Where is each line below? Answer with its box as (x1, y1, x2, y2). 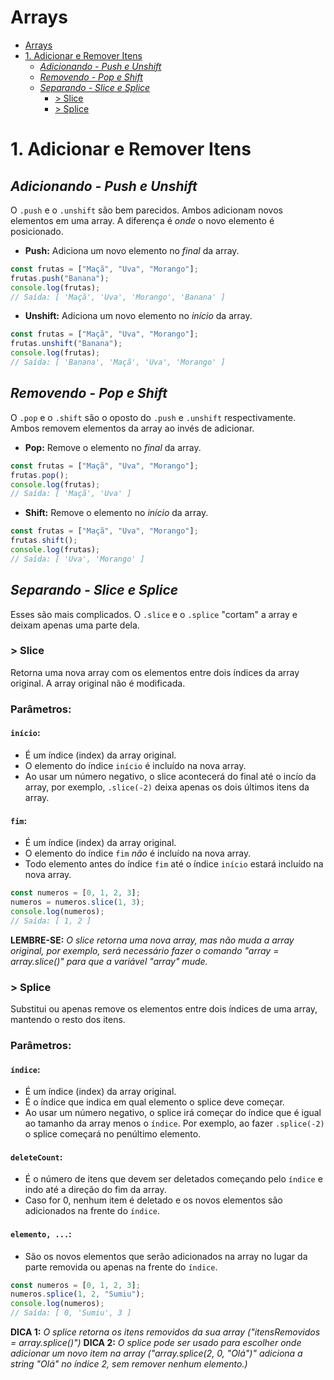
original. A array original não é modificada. (10, 677, 186, 689)
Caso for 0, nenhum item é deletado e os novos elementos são (24, 1194, 283, 1206)
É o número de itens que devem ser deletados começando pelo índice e (24, 1173, 323, 1185)
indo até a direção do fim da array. (24, 1184, 167, 1196)
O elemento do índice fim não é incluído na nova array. (24, 847, 252, 860)
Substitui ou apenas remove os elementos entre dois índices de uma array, (10, 1002, 318, 1015)
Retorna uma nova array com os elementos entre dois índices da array (10, 666, 300, 678)
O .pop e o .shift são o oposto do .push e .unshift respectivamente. (10, 411, 297, 423)
